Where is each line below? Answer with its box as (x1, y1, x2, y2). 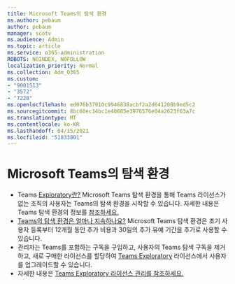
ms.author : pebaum (7, 17, 61, 24)
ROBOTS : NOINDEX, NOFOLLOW (7, 56, 86, 63)
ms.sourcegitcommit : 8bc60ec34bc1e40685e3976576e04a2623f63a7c (7, 108, 196, 115)
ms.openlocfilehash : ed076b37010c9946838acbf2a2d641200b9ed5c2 (7, 101, 196, 108)
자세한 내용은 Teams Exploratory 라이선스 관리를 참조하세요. (17, 269, 184, 278)
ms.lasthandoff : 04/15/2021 (7, 127, 90, 134)
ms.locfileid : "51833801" (7, 134, 83, 141)
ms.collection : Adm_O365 (7, 69, 80, 76)
